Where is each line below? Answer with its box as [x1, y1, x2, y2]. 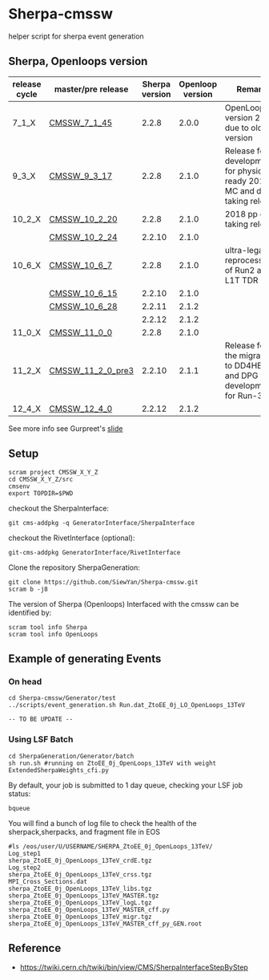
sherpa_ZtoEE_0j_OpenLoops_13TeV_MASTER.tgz [8, 892, 159, 900]
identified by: [8, 608, 52, 617]
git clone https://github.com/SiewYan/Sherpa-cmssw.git [8, 578, 199, 586]
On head [8, 676, 42, 687]
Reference [8, 941, 62, 955]
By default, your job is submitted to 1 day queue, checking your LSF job [8, 780, 243, 790]
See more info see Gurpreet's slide [8, 423, 123, 433]
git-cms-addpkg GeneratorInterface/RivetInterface [8, 548, 181, 556]
